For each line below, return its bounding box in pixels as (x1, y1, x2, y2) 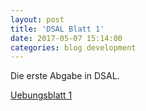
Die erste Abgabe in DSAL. (10, 70, 120, 82)
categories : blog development (10, 42, 137, 53)
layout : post (10, 14, 65, 25)
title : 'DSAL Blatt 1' (10, 24, 105, 34)
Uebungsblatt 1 (10, 89, 73, 101)
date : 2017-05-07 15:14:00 (10, 33, 123, 43)
